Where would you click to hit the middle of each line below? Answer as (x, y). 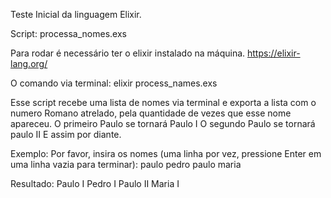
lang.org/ (29, 63)
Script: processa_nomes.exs (68, 33)
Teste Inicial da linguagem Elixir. (76, 14)
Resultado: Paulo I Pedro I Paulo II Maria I (95, 183)
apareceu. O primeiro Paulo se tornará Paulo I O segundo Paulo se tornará (163, 123)
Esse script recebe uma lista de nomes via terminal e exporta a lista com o (163, 102)
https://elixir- (274, 53)
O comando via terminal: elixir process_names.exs (114, 83)
